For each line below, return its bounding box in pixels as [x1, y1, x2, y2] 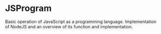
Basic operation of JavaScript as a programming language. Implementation [5, 19, 157, 24]
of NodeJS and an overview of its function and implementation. [5, 23, 134, 29]
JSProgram [5, 3, 52, 14]
